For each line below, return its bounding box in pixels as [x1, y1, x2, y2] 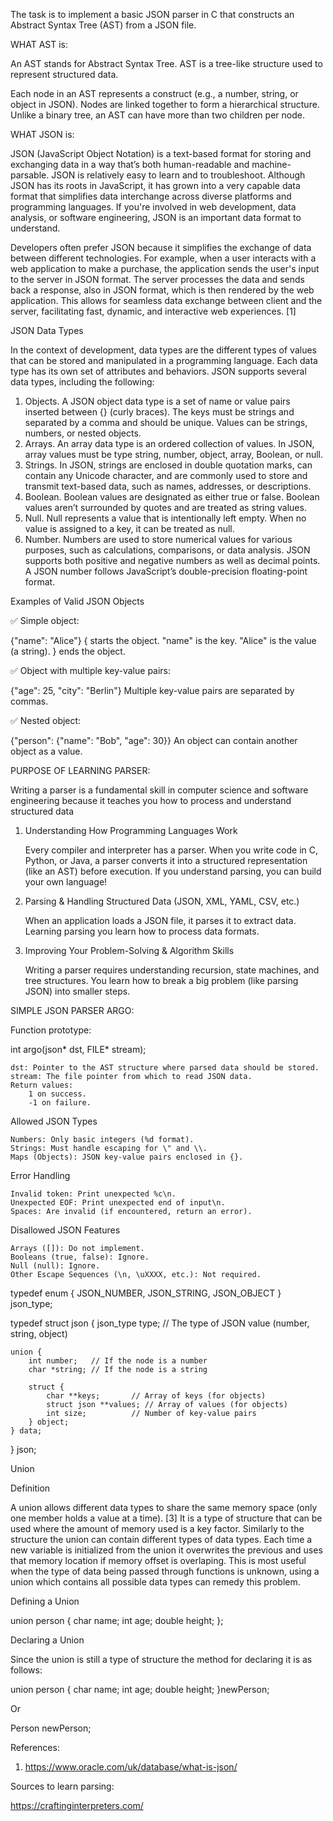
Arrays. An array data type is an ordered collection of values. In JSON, [24, 438, 315, 449]
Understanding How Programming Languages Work [24, 825, 238, 836]
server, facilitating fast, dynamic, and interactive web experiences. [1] [10, 305, 297, 317]
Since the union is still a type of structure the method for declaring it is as [10, 1654, 313, 1665]
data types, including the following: [10, 376, 155, 388]
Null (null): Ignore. [10, 1261, 101, 1271]
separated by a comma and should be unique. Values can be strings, [24, 417, 308, 428]
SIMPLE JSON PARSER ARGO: [10, 1005, 135, 1016]
